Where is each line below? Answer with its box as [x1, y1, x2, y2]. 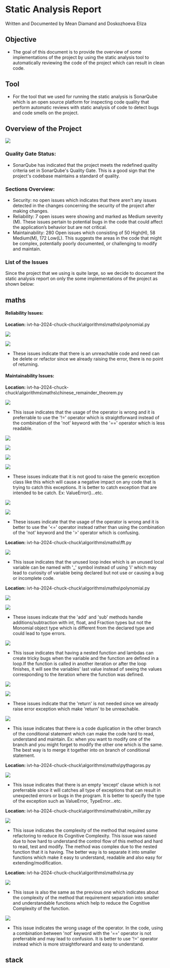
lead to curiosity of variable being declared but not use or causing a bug [12, 570, 164, 576]
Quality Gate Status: [5, 150, 56, 158]
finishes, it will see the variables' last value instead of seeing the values [12, 666, 162, 672]
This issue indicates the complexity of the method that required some [12, 827, 158, 833]
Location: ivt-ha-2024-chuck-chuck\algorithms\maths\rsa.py [5, 870, 134, 876]
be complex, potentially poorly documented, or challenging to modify [12, 240, 157, 246]
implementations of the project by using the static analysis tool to [12, 54, 149, 60]
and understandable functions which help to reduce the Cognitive [12, 900, 150, 906]
